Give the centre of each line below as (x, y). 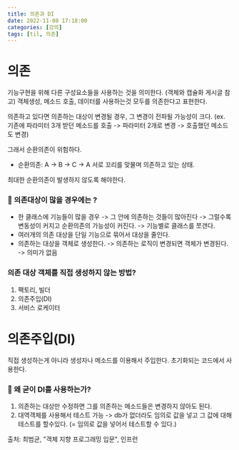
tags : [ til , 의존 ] (33, 34)
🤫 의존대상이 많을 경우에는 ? (52, 200)
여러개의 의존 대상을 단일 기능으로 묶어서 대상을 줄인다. (94, 235)
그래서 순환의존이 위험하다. (45, 150)
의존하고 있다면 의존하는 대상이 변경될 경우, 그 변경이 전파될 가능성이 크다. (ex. (117, 117)
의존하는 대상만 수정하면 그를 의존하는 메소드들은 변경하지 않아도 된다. (115, 406)
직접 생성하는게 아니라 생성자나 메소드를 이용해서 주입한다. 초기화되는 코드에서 (116, 360)
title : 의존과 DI (31, 14)
